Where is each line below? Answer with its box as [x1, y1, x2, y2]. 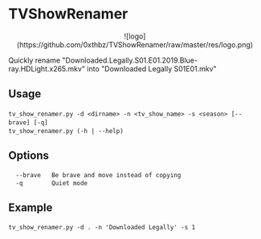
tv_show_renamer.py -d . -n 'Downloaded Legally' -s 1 [8, 224, 196, 232]
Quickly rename [8, 55, 61, 65]
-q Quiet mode [15, 179, 88, 187]
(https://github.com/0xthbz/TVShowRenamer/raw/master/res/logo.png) [16, 39, 254, 49]
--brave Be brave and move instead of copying [15, 171, 181, 179]
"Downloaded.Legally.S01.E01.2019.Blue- [62, 55, 198, 65]
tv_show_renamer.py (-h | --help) [8, 127, 124, 135]
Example [8, 201, 53, 214]
